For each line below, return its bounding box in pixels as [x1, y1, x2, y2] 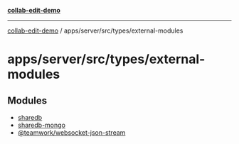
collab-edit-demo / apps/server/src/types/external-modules [7, 26, 184, 35]
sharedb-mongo [17, 121, 66, 129]
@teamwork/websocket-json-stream [17, 128, 126, 137]
